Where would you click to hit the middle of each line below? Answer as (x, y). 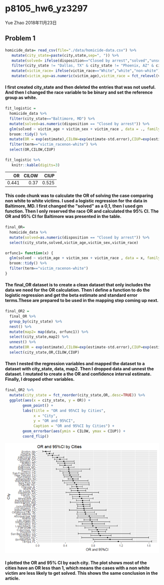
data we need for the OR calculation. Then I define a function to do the (77, 290)
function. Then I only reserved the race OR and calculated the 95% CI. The (82, 211)
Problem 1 (20, 38)
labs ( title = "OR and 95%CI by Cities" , (64, 411)
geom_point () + (38, 405)
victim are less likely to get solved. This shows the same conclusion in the (82, 573)
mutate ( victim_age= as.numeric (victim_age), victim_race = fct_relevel (84, 76)
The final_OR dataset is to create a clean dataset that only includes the (78, 284)
